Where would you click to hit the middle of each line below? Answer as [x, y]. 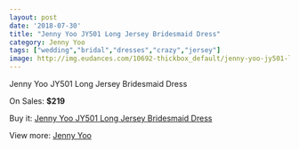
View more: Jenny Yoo [50, 135]
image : [21, 59]
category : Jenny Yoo [48, 42]
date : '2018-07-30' [45, 26]
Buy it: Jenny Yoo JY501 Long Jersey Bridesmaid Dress [111, 118]
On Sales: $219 [37, 101]
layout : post [33, 17]
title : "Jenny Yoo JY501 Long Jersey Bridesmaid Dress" [115, 34]
